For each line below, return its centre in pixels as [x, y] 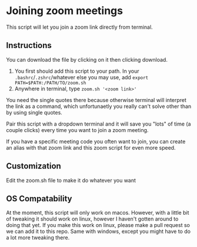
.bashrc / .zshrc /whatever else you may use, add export [81, 77]
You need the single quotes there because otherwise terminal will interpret [96, 100]
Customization [34, 166]
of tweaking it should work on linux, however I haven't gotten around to [92, 219]
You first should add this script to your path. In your [77, 71]
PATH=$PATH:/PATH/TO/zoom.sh [50, 83]
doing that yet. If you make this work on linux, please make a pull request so [98, 225]
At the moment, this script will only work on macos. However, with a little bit [98, 213]
